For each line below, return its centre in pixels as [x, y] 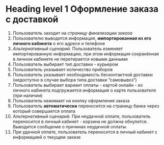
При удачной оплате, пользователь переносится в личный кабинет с [85, 132]
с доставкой [32, 19]
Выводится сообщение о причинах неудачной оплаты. [70, 126]
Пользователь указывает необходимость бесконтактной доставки [82, 74]
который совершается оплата [44, 111]
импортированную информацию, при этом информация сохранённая [86, 54]
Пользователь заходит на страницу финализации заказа [72, 33]
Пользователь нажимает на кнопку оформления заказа [71, 100]
